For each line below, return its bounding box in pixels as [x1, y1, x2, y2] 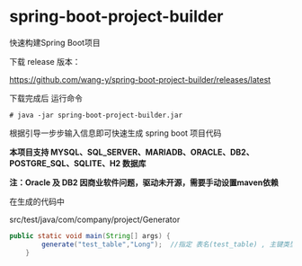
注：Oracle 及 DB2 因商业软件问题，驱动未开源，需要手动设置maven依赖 [9, 177, 279, 188]
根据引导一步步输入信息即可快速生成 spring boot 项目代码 [9, 128, 222, 138]
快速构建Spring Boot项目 [9, 37, 101, 48]
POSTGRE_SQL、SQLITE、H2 [9, 157, 121, 168]
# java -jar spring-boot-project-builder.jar [9, 111, 182, 120]
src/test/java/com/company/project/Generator [9, 214, 181, 225]
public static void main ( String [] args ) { [9, 231, 171, 240]
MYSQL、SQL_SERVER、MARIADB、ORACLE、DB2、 [50, 146, 254, 157]
